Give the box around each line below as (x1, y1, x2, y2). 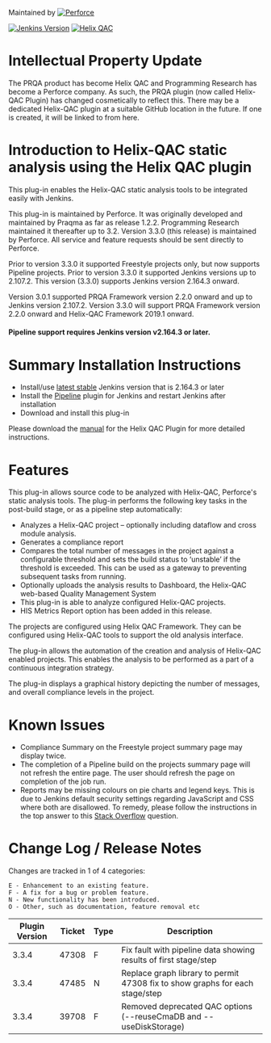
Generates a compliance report (19, 537, 124, 547)
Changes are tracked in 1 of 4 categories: (8, 866, 146, 876)
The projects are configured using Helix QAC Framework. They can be (8, 622, 242, 632)
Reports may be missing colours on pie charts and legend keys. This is (19, 785, 256, 795)
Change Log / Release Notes (8, 839, 202, 858)
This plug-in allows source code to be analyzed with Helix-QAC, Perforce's (8, 487, 257, 497)
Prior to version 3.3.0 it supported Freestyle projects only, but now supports (8, 259, 261, 268)
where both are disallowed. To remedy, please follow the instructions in (19, 802, 257, 812)
